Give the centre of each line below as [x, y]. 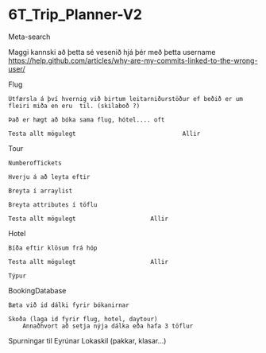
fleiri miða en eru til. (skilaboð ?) [74, 106]
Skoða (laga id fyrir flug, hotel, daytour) [83, 319]
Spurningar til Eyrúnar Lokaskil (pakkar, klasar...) [87, 340]
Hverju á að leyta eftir [49, 176]
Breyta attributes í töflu [53, 204]
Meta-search [29, 37]
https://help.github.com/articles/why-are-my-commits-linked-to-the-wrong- [133, 60]
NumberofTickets [35, 163]
